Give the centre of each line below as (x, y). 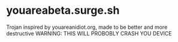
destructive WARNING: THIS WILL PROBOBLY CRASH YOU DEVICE (89, 33)
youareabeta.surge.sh (63, 10)
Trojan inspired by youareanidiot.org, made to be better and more (87, 27)
